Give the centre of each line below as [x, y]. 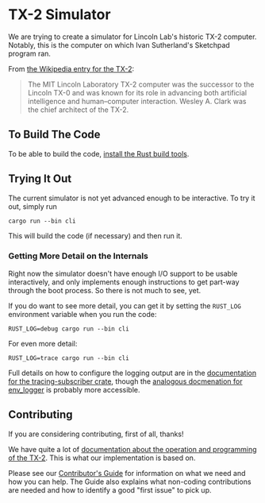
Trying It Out [40, 179]
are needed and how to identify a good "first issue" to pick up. [110, 489]
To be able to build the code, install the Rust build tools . [99, 153]
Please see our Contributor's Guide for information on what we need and [127, 473]
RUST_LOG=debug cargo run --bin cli [69, 329]
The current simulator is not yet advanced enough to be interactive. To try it [132, 198]
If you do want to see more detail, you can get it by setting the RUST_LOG [125, 306]
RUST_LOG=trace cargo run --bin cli [69, 358]
